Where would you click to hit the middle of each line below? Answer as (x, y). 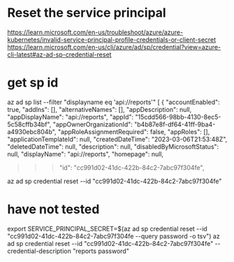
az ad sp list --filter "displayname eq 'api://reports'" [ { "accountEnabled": (114, 102)
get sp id (33, 83)
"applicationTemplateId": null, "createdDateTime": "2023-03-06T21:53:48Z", (117, 139)
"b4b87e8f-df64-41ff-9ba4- (175, 124)
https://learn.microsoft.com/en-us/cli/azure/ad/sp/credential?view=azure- (114, 47)
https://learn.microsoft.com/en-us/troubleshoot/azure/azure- (95, 32)
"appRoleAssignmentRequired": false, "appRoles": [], (134, 131)
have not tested (53, 209)
